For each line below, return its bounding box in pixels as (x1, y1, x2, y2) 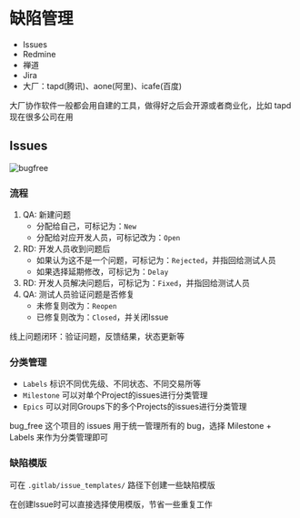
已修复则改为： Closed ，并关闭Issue (35, 311, 169, 323)
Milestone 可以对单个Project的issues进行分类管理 (22, 390, 208, 401)
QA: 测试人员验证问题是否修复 (22, 289, 135, 300)
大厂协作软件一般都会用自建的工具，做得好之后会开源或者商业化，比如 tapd (9, 99, 292, 110)
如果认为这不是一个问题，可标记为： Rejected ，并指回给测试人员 (35, 255, 276, 266)
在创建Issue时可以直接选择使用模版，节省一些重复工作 (9, 498, 213, 510)
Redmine (22, 48, 56, 59)
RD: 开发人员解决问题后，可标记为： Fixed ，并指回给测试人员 (22, 278, 250, 289)
